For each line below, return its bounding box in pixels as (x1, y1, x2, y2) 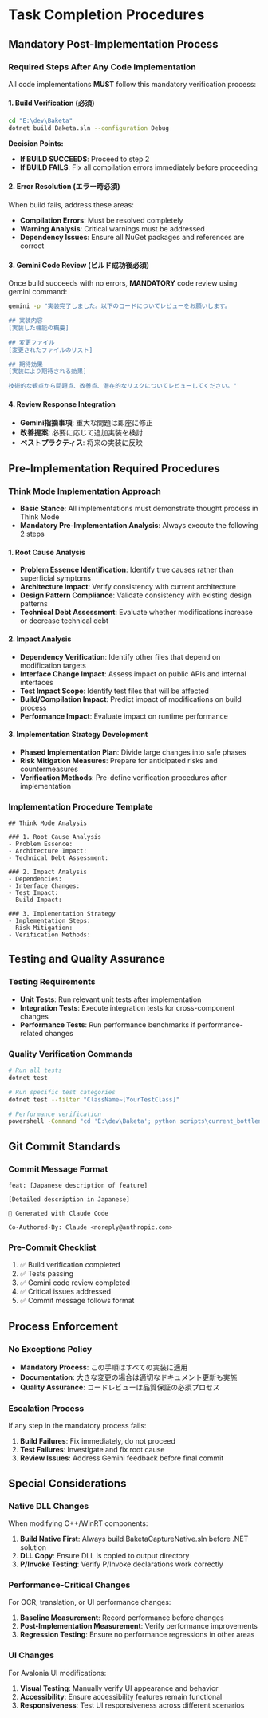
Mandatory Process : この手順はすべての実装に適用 (19, 1362, 188, 1372)
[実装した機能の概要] (8, 324, 69, 332)
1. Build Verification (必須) (8, 98, 95, 108)
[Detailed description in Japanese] (8, 1195, 130, 1204)
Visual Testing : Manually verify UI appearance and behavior (19, 1683, 219, 1692)
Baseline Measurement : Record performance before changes (19, 1613, 225, 1622)
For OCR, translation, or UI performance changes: (8, 1598, 171, 1607)
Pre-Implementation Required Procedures (8, 461, 221, 475)
